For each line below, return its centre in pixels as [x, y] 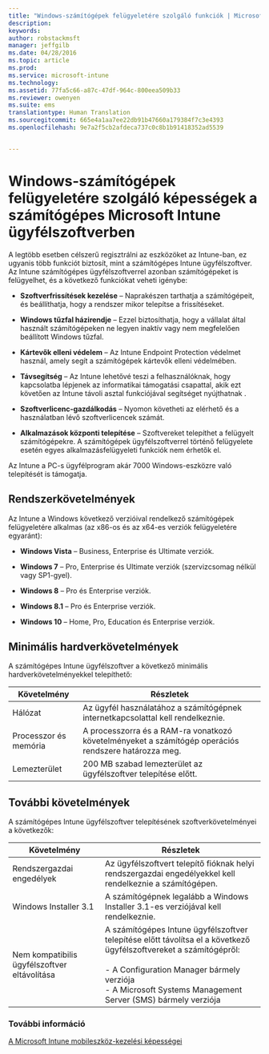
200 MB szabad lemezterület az [143, 764]
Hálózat [27, 713]
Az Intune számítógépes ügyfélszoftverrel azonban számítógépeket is [123, 271]
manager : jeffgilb [39, 46]
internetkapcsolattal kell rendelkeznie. [154, 718]
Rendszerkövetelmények [72, 499]
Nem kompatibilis [45, 955]
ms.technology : [34, 83]
